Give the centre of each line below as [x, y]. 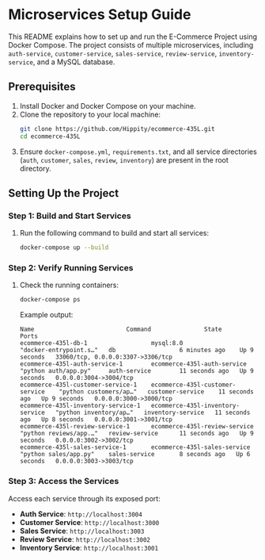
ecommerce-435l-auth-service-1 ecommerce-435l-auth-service [133, 364]
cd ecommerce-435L [50, 136]
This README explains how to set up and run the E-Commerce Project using [132, 36]
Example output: [46, 315]
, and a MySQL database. [74, 62]
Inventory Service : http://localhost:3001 [89, 547]
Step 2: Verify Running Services [71, 267]
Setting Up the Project [64, 193]
